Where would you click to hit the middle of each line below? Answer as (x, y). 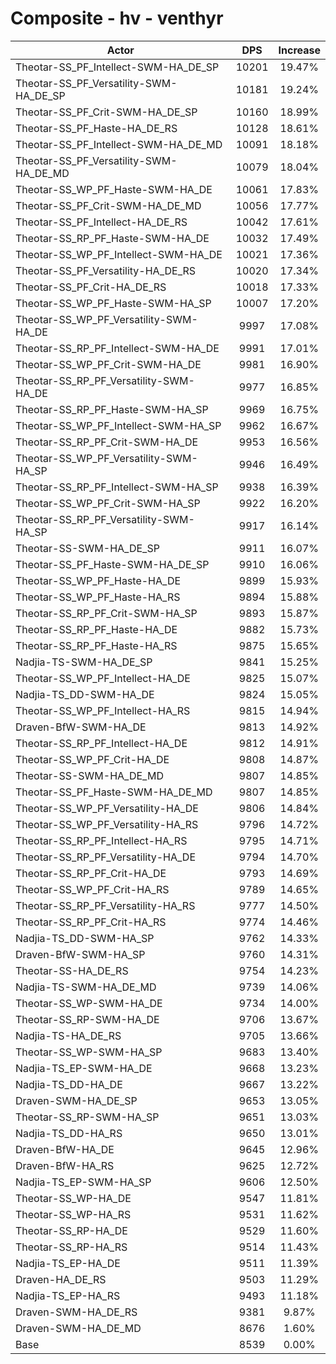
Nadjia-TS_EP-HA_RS (68, 1295)
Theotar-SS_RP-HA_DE (71, 1230)
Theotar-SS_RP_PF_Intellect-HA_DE (101, 743)
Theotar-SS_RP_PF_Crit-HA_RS (91, 922)
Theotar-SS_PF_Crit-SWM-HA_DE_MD (108, 205)
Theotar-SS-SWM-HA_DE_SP (87, 548)
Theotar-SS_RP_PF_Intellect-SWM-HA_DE (117, 348)
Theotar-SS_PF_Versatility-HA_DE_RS (106, 270)
